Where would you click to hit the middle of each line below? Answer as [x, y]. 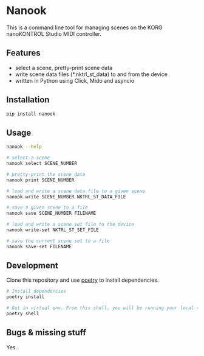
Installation [28, 100]
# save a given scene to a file [47, 208]
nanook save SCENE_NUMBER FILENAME [51, 214]
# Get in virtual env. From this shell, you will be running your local [100, 308]
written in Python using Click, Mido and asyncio [75, 80]
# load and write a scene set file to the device [70, 225]
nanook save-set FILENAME [39, 246]
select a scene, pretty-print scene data [64, 68]
